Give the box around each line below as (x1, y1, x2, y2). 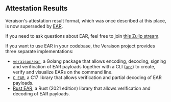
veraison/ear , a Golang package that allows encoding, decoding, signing (12, 58, 166, 64)
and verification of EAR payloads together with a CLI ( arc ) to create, (12, 63, 156, 69)
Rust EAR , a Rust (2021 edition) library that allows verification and (12, 85, 151, 91)
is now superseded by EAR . (5, 23, 63, 29)
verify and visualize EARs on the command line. (12, 69, 113, 75)
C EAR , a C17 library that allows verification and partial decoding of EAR (12, 74, 162, 81)
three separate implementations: (5, 48, 74, 54)
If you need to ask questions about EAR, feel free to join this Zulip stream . (5, 33, 160, 39)
